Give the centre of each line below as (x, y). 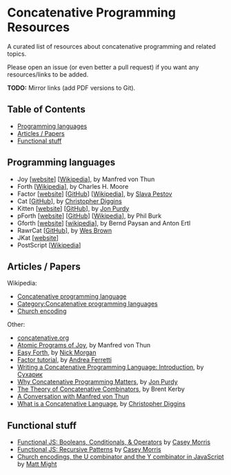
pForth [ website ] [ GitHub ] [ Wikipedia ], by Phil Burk (89, 216)
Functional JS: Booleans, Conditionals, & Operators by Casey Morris (114, 442)
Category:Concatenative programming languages (87, 304)
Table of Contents (47, 109)
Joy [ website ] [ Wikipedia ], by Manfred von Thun (86, 179)
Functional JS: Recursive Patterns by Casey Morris (89, 449)
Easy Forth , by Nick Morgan (57, 352)
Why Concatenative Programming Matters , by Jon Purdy (97, 382)
